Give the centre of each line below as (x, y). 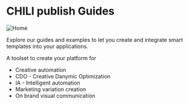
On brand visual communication (55, 95)
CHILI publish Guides (60, 11)
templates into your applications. (47, 46)
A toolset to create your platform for (51, 58)
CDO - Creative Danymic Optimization (63, 76)
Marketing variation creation (51, 89)
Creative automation (41, 70)
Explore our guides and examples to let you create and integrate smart (95, 40)
